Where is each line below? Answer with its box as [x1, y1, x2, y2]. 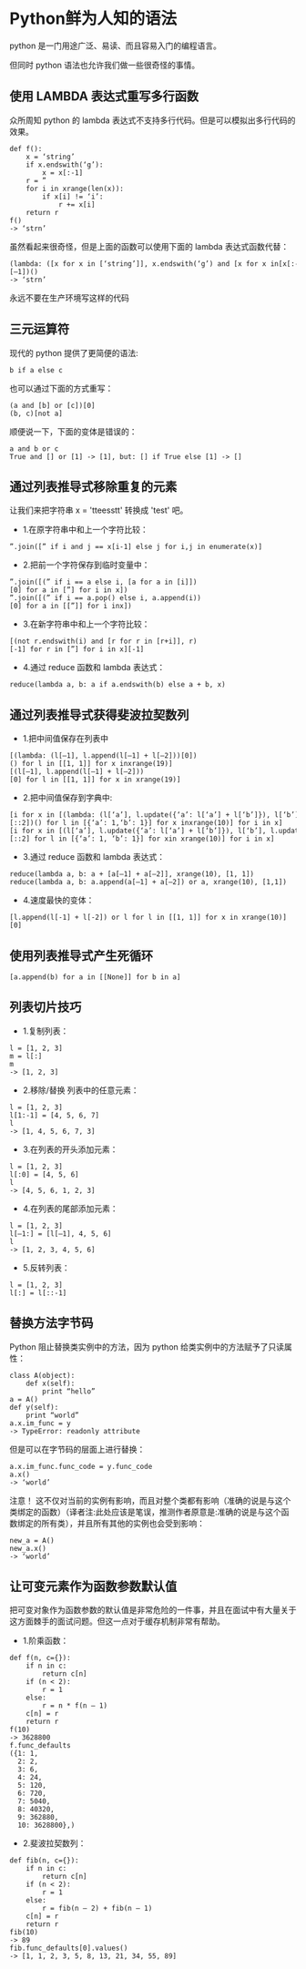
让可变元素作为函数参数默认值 [9, 1579, 178, 1595]
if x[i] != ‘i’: [42, 192, 104, 201]
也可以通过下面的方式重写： [9, 383, 114, 393]
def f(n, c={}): [9, 1654, 71, 1663]
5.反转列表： [22, 1262, 70, 1273]
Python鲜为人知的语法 [9, 8, 178, 29]
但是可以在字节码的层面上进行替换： [9, 1444, 146, 1454]
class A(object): [9, 1371, 76, 1380]
